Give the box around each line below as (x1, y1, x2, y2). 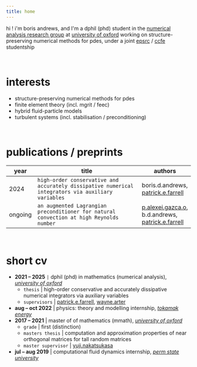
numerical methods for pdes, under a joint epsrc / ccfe (33, 37, 165, 44)
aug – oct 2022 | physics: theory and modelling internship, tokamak (14, 305, 179, 312)
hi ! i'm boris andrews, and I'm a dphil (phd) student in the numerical (6, 25, 171, 32)
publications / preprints (6, 145, 123, 159)
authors (153, 167, 176, 175)
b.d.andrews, (141, 210, 178, 218)
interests (6, 75, 51, 89)
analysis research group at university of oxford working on (6, 31, 148, 38)
